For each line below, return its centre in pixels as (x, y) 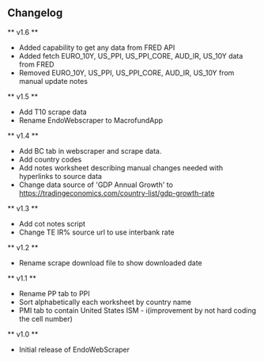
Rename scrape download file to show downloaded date (110, 263)
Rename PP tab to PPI (54, 293)
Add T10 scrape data (53, 112)
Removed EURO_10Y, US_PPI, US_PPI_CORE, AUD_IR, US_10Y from (126, 72)
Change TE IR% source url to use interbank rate (96, 232)
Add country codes (50, 159)
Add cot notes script (52, 223)
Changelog (35, 13)
